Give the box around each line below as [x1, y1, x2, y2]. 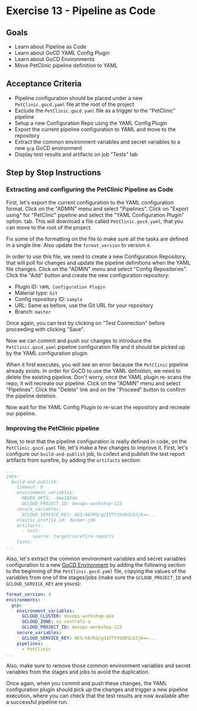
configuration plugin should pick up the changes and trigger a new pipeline [6, 686, 188, 693]
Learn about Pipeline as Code [14, 43, 86, 50]
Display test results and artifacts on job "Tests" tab [14, 151, 138, 158]
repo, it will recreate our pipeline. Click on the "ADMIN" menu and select [6, 379, 181, 386]
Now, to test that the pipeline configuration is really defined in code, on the [6, 438, 187, 445]
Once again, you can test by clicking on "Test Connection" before [6, 319, 165, 326]
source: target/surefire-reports [32, 533, 115, 539]
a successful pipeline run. [6, 699, 69, 706]
